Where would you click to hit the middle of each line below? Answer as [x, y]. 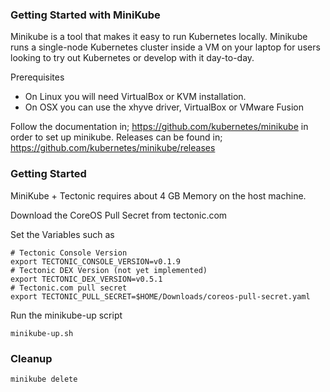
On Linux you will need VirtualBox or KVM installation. [135, 97]
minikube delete [44, 379]
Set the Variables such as [62, 234]
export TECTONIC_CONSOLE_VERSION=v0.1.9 [96, 261]
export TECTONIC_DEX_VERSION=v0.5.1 [86, 279]
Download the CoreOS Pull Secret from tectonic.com [119, 215]
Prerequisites [37, 77]
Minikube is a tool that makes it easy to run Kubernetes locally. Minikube [159, 37]
